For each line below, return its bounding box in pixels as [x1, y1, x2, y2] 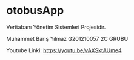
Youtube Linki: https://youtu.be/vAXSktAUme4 [6, 46, 122, 54]
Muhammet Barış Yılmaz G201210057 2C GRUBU [6, 35, 129, 42]
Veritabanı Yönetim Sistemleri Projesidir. [6, 23, 106, 31]
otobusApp [6, 4, 64, 17]
